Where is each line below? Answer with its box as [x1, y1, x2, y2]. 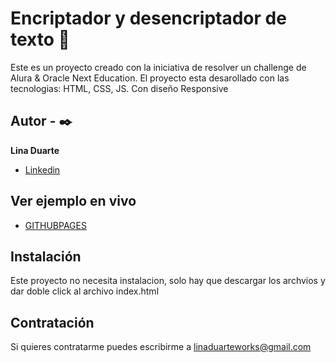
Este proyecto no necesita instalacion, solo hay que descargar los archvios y [10, 275, 326, 287]
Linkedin [24, 163, 61, 176]
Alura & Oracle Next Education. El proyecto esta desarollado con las [10, 72, 290, 84]
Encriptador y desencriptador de [10, 7, 287, 30]
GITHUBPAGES [24, 219, 87, 231]
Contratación [10, 314, 95, 331]
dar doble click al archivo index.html [10, 285, 160, 297]
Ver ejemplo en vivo [10, 193, 137, 210]
